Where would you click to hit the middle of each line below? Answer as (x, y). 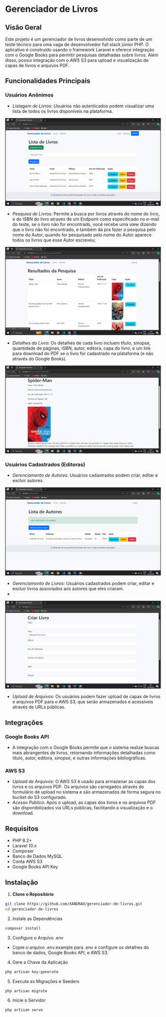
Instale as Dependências (37, 919)
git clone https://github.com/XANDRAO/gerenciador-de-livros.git (74, 904)
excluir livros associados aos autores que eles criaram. (68, 588)
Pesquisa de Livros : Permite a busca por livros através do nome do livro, (86, 214)
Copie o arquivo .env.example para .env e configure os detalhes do (81, 947)
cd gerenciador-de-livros (32, 909)
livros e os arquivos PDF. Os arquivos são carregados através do (78, 787)
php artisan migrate (26, 991)
